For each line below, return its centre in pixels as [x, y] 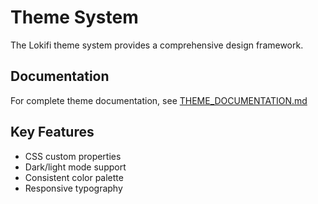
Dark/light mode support [75, 167]
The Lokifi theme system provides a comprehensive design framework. [157, 45]
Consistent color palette [74, 177]
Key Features [52, 132]
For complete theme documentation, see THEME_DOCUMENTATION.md [159, 100]
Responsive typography [73, 188]
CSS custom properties [73, 156]
